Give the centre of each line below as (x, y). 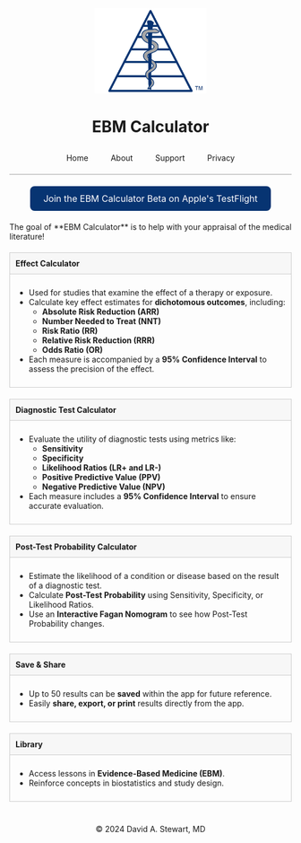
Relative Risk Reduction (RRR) (98, 340)
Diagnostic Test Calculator (66, 410)
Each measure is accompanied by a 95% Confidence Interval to (147, 360)
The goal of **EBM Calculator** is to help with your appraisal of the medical (150, 227)
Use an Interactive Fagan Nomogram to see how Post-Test (138, 614)
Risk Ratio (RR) (70, 331)
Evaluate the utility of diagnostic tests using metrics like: (132, 439)
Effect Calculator (48, 264)
